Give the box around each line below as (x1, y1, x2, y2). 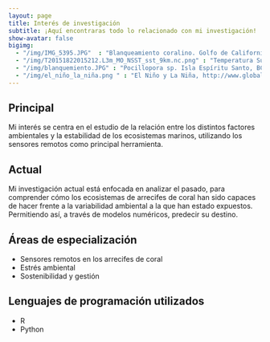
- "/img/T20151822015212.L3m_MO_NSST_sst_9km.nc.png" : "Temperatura (15, 57, 253, 65)
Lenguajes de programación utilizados (8, 295, 205, 308)
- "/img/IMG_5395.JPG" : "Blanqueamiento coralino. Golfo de (15, 49, 228, 57)
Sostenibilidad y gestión (19, 271, 100, 281)
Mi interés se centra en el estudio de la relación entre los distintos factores (8, 122, 256, 132)
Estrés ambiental (19, 263, 76, 273)
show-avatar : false (8, 34, 74, 43)
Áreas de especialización (8, 233, 137, 246)
